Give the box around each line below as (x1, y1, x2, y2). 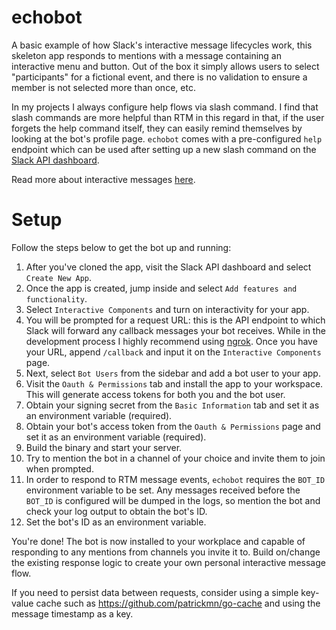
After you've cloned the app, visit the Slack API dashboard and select (25, 261, 312, 273)
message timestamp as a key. (11, 607, 134, 620)
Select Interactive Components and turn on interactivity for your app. (25, 303, 310, 315)
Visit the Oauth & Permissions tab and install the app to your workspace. (25, 377, 324, 390)
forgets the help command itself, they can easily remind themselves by (11, 122, 303, 134)
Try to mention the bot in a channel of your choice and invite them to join (25, 452, 326, 464)
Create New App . (25, 271, 93, 283)
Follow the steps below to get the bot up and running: (11, 241, 232, 253)
